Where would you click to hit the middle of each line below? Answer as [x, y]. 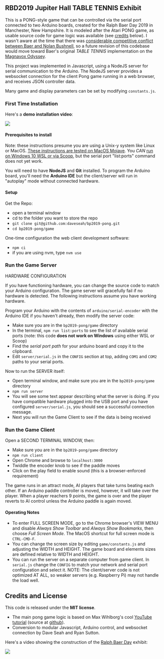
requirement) [25, 476]
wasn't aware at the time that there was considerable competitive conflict [79, 41]
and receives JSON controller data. [40, 81]
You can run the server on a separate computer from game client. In [81, 560]
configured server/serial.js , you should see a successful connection [83, 407]
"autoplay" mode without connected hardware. [52, 181]
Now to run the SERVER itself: [35, 371]
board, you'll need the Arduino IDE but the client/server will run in [71, 176]
